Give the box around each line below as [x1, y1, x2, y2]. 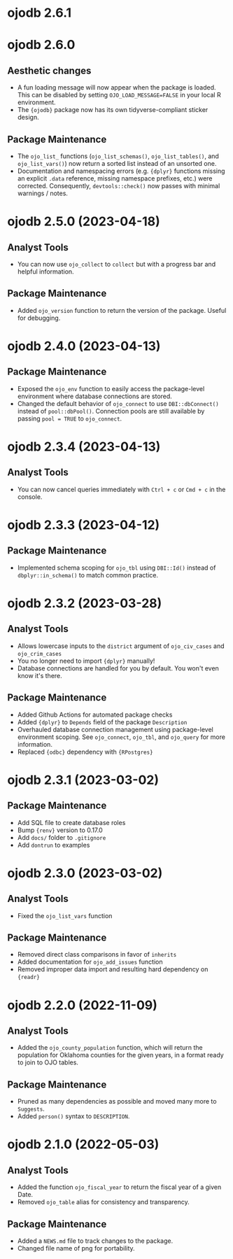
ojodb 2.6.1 [7, 5, 72, 21]
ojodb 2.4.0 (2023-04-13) [7, 338, 161, 354]
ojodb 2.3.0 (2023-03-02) [7, 865, 163, 881]
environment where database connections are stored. [17, 392, 173, 400]
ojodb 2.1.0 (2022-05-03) [7, 1137, 160, 1153]
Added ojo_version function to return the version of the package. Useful [17, 306, 227, 314]
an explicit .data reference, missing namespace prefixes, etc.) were [17, 174, 213, 183]
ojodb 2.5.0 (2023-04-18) [7, 213, 161, 230]
